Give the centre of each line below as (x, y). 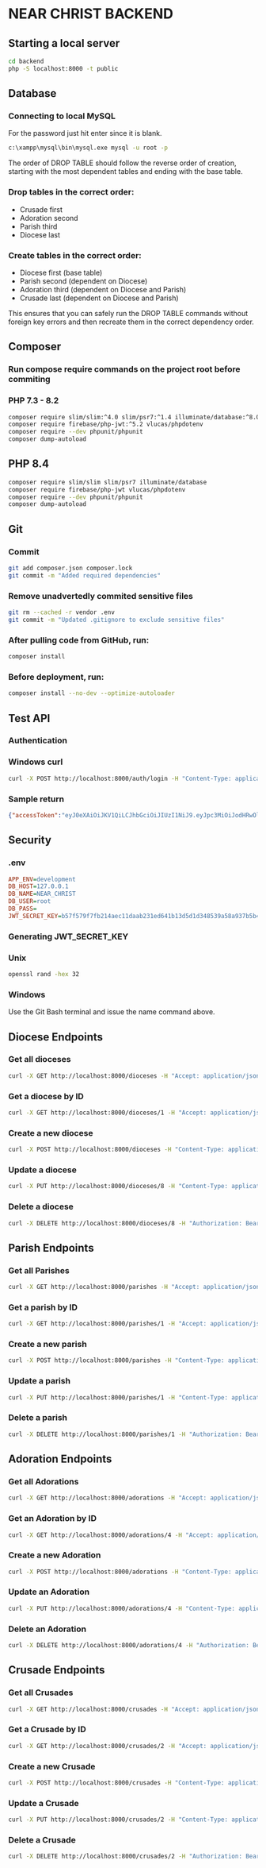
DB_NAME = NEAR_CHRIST (42, 894)
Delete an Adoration (47, 1629)
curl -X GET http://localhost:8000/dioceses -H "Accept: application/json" (136, 1076)
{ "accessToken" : (35, 815)
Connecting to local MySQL (62, 116)
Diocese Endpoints (56, 1037)
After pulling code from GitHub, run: (79, 640)
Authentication (38, 741)
